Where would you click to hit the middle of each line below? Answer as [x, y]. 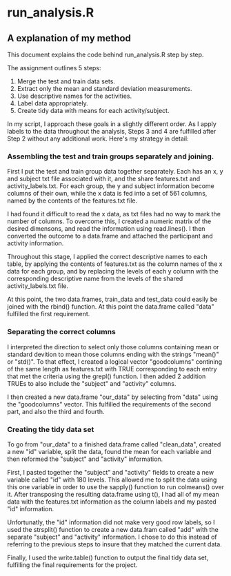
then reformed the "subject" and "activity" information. [85, 459]
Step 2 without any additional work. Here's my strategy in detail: [98, 138]
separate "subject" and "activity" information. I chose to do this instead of [112, 537]
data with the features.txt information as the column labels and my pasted [112, 502]
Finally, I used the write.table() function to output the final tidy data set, [108, 557]
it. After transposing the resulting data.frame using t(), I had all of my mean [113, 494]
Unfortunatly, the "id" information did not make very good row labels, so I [111, 522]
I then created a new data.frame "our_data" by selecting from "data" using [113, 397]
